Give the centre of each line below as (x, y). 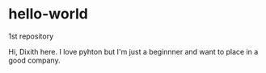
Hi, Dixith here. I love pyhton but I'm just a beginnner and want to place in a (133, 51)
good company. (34, 60)
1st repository (31, 36)
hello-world (49, 14)
